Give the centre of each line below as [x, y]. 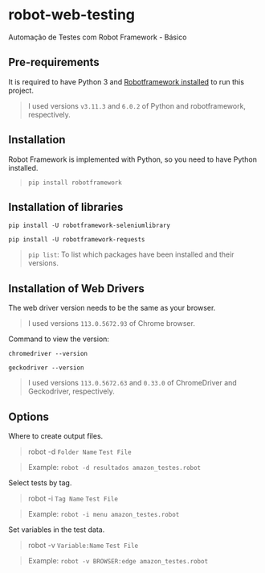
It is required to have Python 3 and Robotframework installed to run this [126, 81]
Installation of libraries [66, 207]
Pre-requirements [54, 62]
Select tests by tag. [40, 483]
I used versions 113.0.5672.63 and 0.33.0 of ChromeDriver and [132, 383]
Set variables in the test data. [57, 530]
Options [29, 416]
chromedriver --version [48, 354]
